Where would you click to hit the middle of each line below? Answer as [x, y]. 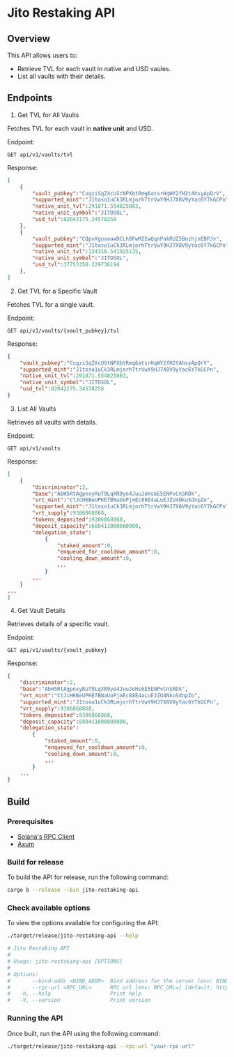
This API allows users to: [42, 55]
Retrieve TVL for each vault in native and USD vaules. [94, 69]
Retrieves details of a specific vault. [58, 624]
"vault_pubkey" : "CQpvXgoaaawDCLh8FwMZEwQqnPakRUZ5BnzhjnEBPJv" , [127, 238]
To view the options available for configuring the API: [83, 923]
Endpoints [30, 98]
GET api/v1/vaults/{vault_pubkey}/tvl [63, 330]
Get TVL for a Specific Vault [57, 291]
